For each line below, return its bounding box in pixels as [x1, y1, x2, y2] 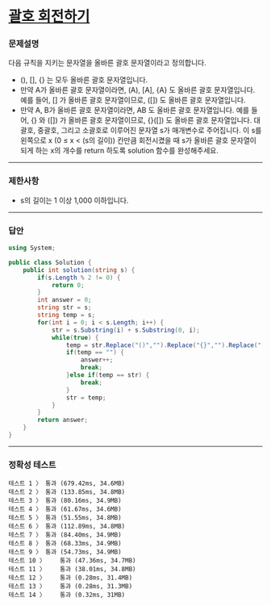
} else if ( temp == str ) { [65, 371, 150, 379]
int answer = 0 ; [37, 296, 92, 304]
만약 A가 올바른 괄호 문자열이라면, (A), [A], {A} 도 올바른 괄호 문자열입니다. [19, 86, 256, 95]
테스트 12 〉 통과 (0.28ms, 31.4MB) [8, 574, 133, 582]
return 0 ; [51, 281, 85, 289]
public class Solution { [8, 258, 92, 266]
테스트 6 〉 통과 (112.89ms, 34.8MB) [8, 522, 126, 531]
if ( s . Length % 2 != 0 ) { [37, 274, 121, 282]
